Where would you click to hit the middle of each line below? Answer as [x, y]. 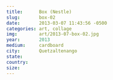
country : [17, 62]
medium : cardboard [35, 46]
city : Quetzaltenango [42, 51]
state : [15, 57]
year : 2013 [28, 40]
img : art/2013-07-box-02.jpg [53, 34]
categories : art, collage [39, 29]
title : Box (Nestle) [39, 12]
